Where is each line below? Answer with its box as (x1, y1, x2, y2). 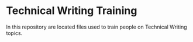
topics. (6, 29, 23, 36)
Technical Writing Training (6, 4, 137, 17)
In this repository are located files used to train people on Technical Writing (6, 23, 187, 30)
